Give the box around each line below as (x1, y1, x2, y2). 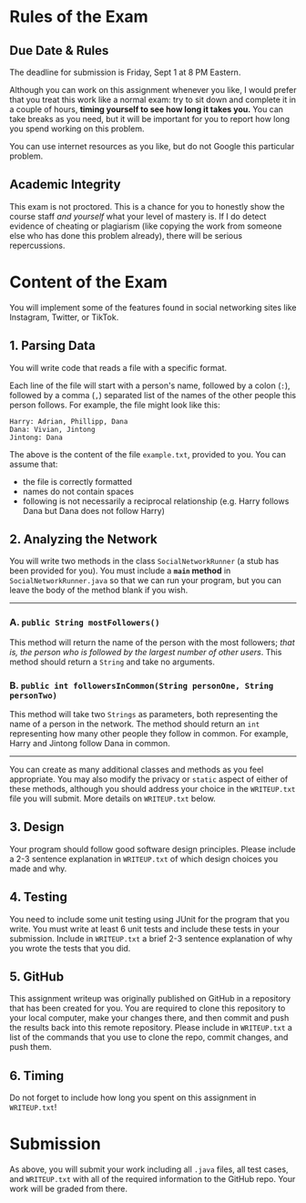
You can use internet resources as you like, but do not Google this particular (9, 141, 295, 151)
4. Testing (9, 889, 68, 905)
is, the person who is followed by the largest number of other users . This (9, 646, 282, 657)
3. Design (9, 819, 65, 835)
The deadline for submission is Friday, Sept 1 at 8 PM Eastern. (9, 67, 241, 77)
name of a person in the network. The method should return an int (9, 718, 260, 729)
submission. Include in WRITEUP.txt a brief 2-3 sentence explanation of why (9, 932, 293, 944)
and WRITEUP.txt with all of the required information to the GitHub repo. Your (9, 1174, 296, 1185)
